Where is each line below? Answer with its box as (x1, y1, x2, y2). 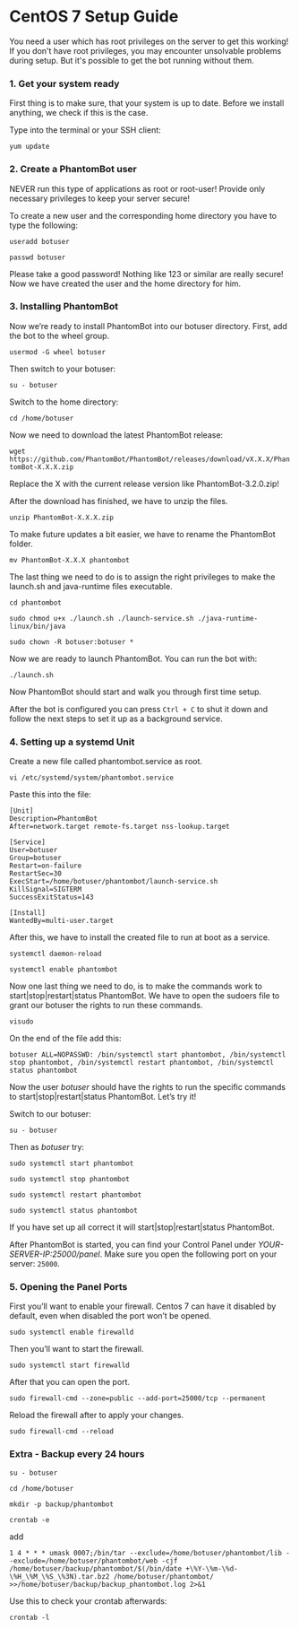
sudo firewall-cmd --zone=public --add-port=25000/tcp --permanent (9, 1394, 267, 1403)
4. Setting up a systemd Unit (9, 736, 135, 748)
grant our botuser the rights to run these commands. (9, 1000, 203, 1011)
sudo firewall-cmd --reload (9, 1427, 115, 1436)
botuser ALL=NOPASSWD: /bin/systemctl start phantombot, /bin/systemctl (9, 1050, 286, 1059)
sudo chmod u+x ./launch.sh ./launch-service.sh (9, 614, 194, 623)
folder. (9, 538, 33, 549)
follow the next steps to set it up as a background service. (9, 713, 223, 724)
